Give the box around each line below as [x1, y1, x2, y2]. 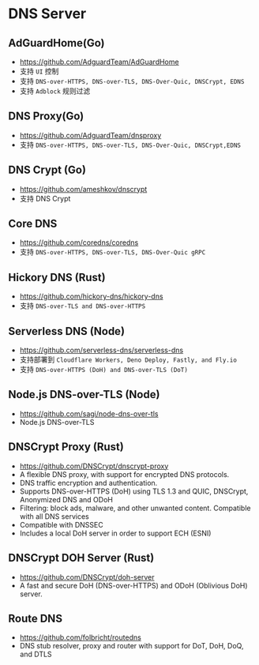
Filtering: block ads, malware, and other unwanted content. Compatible [19, 503, 251, 513]
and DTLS [19, 649, 53, 659]
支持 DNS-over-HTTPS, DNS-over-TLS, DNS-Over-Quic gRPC [19, 247, 206, 257]
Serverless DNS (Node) [8, 325, 125, 338]
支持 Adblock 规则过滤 [19, 86, 91, 96]
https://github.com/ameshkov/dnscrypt [19, 184, 148, 193]
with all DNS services [19, 511, 89, 521]
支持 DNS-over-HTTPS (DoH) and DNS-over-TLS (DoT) [19, 365, 188, 374]
